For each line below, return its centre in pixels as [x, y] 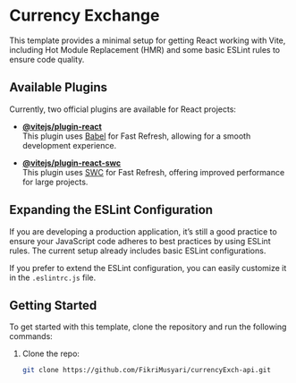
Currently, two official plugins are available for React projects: [123, 109]
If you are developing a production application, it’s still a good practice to [143, 231]
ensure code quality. [47, 59]
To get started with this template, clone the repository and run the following [148, 327]
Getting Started [53, 305]
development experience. [69, 145]
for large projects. [55, 182]
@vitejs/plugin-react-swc [72, 163]
